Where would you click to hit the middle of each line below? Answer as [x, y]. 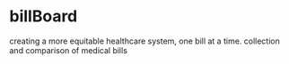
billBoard [44, 16]
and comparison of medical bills [69, 50]
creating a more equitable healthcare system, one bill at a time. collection [145, 41]
